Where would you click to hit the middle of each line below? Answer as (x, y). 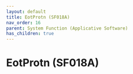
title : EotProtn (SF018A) (38, 17)
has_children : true (30, 34)
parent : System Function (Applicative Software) (67, 28)
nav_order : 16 (24, 22)
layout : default (26, 12)
